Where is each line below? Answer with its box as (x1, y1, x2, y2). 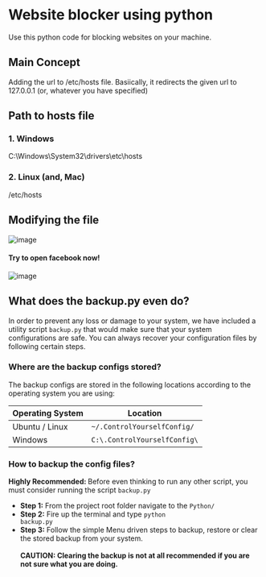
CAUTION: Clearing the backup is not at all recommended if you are (19, 550, 250, 561)
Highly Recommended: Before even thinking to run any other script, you (8, 477, 248, 487)
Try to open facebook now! (8, 253, 100, 263)
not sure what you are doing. (19, 559, 118, 569)
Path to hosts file (8, 109, 95, 122)
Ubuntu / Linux (12, 421, 68, 432)
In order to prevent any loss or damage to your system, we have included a (8, 316, 256, 326)
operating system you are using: (8, 388, 115, 398)
